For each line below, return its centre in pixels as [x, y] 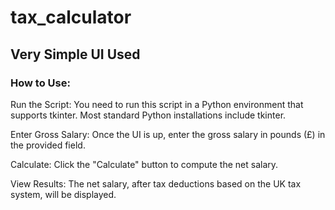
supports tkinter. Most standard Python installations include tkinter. [148, 115]
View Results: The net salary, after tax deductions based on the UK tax [156, 183]
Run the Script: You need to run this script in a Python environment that [157, 104]
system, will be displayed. [63, 194]
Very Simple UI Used [75, 54]
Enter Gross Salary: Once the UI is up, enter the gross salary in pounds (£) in [168, 134]
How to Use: [40, 83]
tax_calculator [71, 17]
